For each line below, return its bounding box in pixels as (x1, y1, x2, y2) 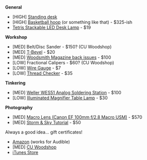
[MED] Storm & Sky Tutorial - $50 (12, 120, 81, 125)
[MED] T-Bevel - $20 (12, 49, 56, 55)
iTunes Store (12, 150, 39, 155)
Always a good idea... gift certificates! (5, 129, 83, 135)
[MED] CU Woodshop (12, 144, 57, 150)
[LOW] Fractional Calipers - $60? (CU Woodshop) (12, 60, 114, 65)
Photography (5, 105, 33, 110)
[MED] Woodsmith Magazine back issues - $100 (12, 54, 111, 60)
